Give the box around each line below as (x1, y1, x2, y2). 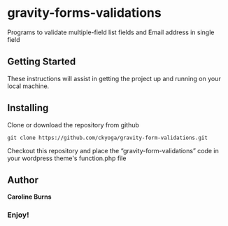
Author (7, 174, 38, 186)
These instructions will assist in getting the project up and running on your (7, 74, 222, 83)
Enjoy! (7, 210, 29, 220)
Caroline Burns (7, 192, 52, 201)
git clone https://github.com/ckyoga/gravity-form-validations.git (7, 134, 208, 141)
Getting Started (7, 56, 76, 68)
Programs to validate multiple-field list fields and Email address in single (7, 28, 215, 36)
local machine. (7, 82, 50, 90)
